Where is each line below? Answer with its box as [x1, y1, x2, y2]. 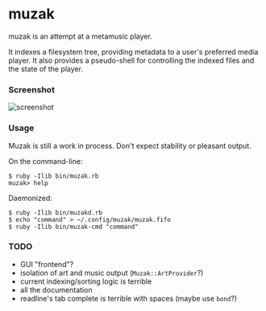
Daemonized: [8, 193, 52, 203]
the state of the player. [8, 63, 83, 73]
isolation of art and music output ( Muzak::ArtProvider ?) [19, 268, 204, 277]
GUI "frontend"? [19, 259, 74, 269]
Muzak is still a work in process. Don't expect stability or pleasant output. [8, 141, 251, 150]
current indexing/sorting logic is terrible [19, 276, 152, 286]
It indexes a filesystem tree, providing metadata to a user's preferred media [8, 47, 259, 56]
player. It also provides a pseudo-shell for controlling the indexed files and [8, 55, 255, 65]
